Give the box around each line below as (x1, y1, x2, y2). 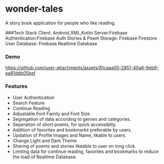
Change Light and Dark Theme (12, 138, 77, 144)
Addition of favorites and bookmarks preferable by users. (12, 126, 133, 133)
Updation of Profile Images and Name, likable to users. (12, 132, 127, 138)
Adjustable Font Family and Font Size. (12, 110, 91, 117)
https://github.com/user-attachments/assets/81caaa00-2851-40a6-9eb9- (5, 64, 159, 71)
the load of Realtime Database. (12, 153, 77, 160)
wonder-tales (5, 3, 63, 15)
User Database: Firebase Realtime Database (5, 40, 98, 46)
